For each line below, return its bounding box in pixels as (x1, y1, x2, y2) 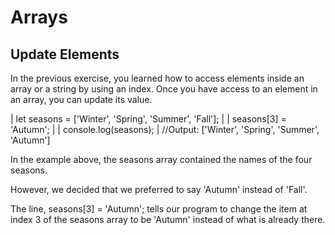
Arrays (10, 6, 68, 29)
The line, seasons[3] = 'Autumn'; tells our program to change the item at (10, 203, 308, 215)
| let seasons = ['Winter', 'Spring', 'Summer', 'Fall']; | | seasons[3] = (10, 113, 287, 125)
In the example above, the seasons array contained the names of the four (10, 154, 313, 165)
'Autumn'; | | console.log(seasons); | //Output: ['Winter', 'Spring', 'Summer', (10, 124, 320, 135)
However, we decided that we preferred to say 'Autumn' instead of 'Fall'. (10, 184, 308, 195)
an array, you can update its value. (10, 94, 153, 105)
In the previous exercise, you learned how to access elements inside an (10, 72, 305, 84)
